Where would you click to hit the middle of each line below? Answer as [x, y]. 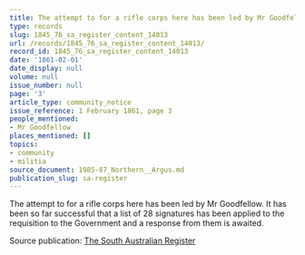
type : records [36, 26]
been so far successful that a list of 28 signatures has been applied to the [147, 213]
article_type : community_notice [70, 102]
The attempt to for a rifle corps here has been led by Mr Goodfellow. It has [148, 204]
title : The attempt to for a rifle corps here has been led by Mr [138, 18]
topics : [24, 144]
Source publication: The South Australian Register [103, 240]
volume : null [34, 77]
